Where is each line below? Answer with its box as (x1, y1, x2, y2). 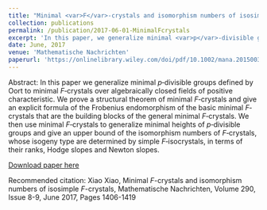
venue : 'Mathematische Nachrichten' (8, 48, 130, 56)
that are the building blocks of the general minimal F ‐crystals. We (35, 111, 250, 120)
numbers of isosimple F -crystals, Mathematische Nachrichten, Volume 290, (8, 184, 256, 193)
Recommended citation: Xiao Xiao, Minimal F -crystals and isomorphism (8, 175, 242, 185)
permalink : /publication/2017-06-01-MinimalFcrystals (8, 26, 191, 34)
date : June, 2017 (8, 41, 66, 49)
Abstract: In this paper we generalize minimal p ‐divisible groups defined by (8, 77, 254, 87)
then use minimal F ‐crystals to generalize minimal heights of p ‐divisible (8, 120, 241, 129)
